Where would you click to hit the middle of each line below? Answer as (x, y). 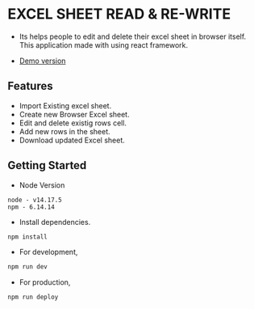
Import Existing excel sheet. (65, 105)
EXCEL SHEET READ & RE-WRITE (119, 14)
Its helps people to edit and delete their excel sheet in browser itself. (133, 36)
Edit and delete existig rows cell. (73, 123)
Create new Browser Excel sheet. (74, 114)
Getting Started (47, 165)
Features (30, 86)
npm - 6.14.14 (31, 207)
